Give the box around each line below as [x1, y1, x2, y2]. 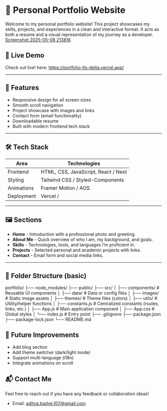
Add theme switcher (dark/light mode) [12, 349, 91, 355]
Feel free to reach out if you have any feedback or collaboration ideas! [5, 391, 149, 397]
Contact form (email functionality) [12, 112, 82, 118]
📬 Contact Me [5, 375, 52, 384]
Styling [7, 177, 24, 184]
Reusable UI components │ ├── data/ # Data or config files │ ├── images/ [5, 290, 159, 296]
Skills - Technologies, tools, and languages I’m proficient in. [12, 242, 135, 248]
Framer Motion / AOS [40, 185, 90, 192]
